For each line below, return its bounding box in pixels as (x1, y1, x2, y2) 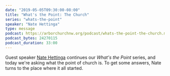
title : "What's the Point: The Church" (5, 12, 90, 17)
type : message (5, 26, 35, 31)
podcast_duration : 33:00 (5, 41, 58, 46)
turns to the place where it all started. (5, 65, 83, 71)
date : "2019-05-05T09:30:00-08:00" (5, 7, 80, 13)
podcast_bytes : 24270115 (5, 36, 58, 41)
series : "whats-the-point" (5, 17, 62, 22)
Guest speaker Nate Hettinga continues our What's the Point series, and (5, 54, 156, 60)
